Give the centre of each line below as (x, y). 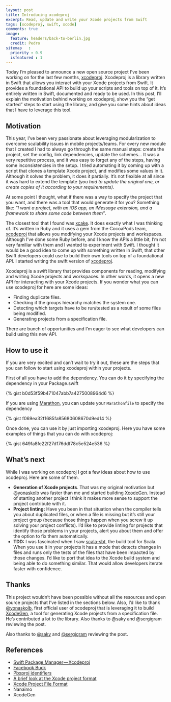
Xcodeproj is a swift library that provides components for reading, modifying (86, 271)
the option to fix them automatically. (51, 536)
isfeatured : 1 (26, 57)
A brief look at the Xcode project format (55, 679)
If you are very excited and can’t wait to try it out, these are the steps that (83, 362)
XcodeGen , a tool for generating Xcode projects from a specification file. (82, 613)
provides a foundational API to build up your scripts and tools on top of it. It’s (86, 88)
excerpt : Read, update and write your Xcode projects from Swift (76, 19)
